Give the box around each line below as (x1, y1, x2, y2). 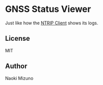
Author (5, 62, 27, 71)
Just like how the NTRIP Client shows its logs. (5, 20, 98, 26)
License (5, 34, 30, 43)
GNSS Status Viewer (5, 3, 91, 15)
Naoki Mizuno (5, 75, 34, 81)
